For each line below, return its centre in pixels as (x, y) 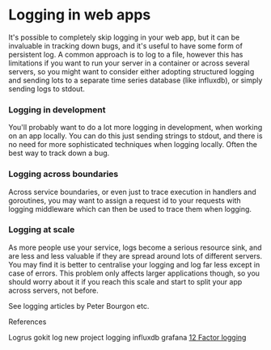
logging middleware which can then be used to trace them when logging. (130, 209)
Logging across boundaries (64, 174)
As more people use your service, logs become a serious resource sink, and (135, 247)
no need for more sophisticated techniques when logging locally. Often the (133, 145)
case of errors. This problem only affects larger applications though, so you (134, 273)
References (28, 322)
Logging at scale (42, 230)
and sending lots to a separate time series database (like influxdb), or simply (135, 80)
